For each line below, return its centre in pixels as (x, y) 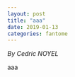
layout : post (27, 14)
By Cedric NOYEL (33, 54)
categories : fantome (38, 34)
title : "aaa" (27, 20)
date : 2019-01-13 (33, 27)
